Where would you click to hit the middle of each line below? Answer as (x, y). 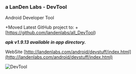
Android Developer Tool (30, 18)
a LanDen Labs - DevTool (36, 7)
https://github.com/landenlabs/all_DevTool (50, 33)
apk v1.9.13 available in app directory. (46, 42)
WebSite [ (15, 52)
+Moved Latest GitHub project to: (40, 27)
